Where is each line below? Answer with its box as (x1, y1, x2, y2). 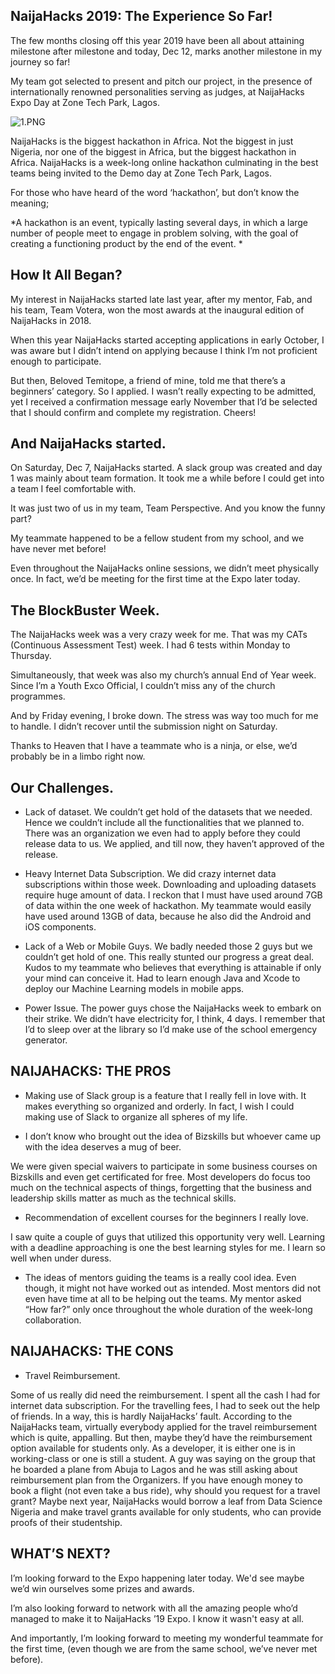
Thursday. (10, 650, 52, 662)
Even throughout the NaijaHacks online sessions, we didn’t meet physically (10, 562, 320, 574)
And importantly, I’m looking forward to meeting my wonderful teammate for (10, 1632, 324, 1644)
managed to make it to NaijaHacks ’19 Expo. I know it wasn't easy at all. (10, 1612, 305, 1624)
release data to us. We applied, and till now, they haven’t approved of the (24, 838, 325, 850)
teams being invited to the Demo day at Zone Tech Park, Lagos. (10, 167, 272, 179)
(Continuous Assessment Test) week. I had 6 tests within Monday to (10, 639, 291, 651)
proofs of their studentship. (10, 1516, 123, 1528)
